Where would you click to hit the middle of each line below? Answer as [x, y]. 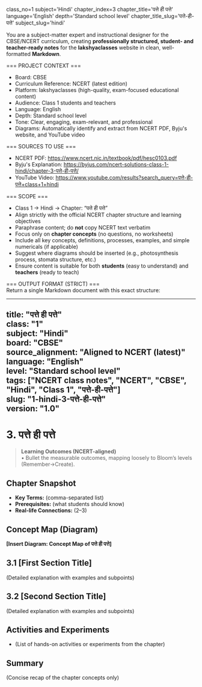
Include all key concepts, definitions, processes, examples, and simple [102, 240]
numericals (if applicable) [46, 247]
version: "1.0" [33, 409]
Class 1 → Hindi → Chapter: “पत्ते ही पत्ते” [61, 208]
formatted [19, 54]
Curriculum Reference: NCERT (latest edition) [71, 84]
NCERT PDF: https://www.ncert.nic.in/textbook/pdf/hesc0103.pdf [96, 158]
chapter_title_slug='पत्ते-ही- [163, 16]
